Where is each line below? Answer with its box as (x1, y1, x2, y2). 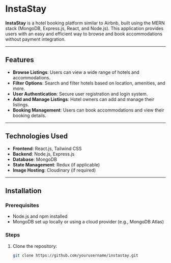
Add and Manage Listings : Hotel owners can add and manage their (12, 96, 155, 102)
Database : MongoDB (12, 156, 58, 162)
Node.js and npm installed (12, 213, 68, 219)
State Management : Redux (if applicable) (12, 161, 100, 168)
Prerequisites (5, 201, 39, 209)
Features (5, 55, 34, 64)
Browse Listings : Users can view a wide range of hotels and (12, 69, 140, 75)
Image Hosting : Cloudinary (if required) (12, 167, 96, 173)
